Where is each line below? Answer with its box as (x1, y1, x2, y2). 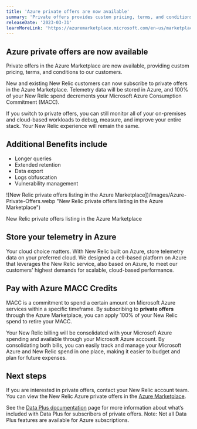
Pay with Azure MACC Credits (6, 283, 118, 293)
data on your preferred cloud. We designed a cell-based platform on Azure (6, 254, 186, 261)
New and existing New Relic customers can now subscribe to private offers (6, 80, 188, 87)
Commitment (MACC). (6, 99, 60, 106)
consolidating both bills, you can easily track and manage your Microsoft (6, 342, 182, 349)
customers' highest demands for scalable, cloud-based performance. (6, 266, 174, 273)
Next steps (6, 371, 47, 381)
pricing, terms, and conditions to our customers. (6, 69, 123, 76)
